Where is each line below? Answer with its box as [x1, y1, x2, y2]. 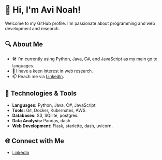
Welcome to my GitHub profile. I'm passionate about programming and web [5, 20, 156, 26]
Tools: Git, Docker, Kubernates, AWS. [12, 107, 87, 113]
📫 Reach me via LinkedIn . [12, 73, 64, 79]
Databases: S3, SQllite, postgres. [12, 112, 79, 118]
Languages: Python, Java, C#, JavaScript [12, 102, 96, 108]
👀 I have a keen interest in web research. [12, 68, 93, 74]
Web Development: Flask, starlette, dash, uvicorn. [12, 123, 113, 128]
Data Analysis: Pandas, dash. [12, 117, 72, 123]
